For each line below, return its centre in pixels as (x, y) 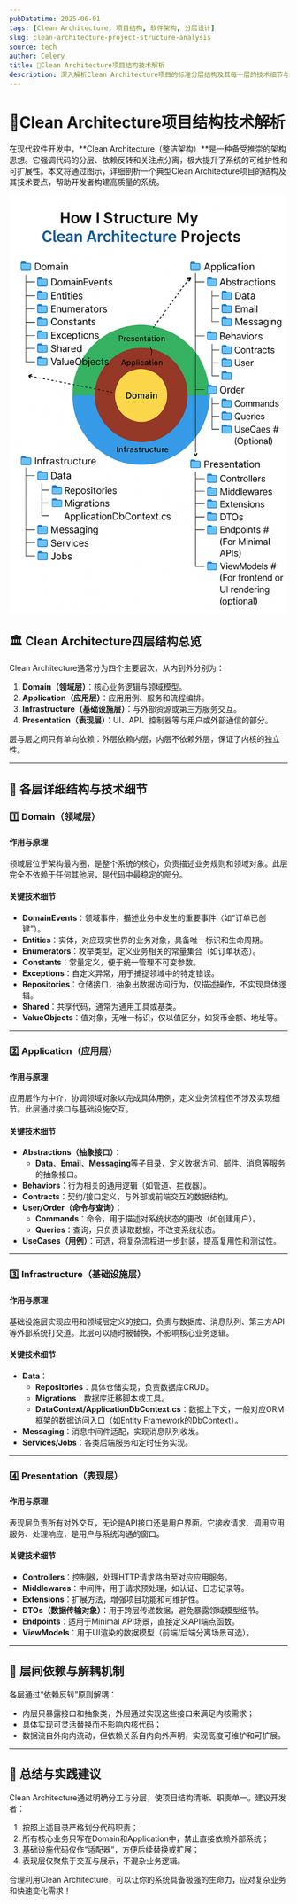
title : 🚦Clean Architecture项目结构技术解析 (87, 66)
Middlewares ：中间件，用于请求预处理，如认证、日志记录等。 (135, 1588)
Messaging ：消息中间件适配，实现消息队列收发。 (113, 1431)
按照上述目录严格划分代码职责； (80, 1827)
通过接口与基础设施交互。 (86, 1109)
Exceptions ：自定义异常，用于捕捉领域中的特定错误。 (120, 973)
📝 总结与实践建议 (55, 1774)
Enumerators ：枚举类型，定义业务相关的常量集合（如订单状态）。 (141, 951)
